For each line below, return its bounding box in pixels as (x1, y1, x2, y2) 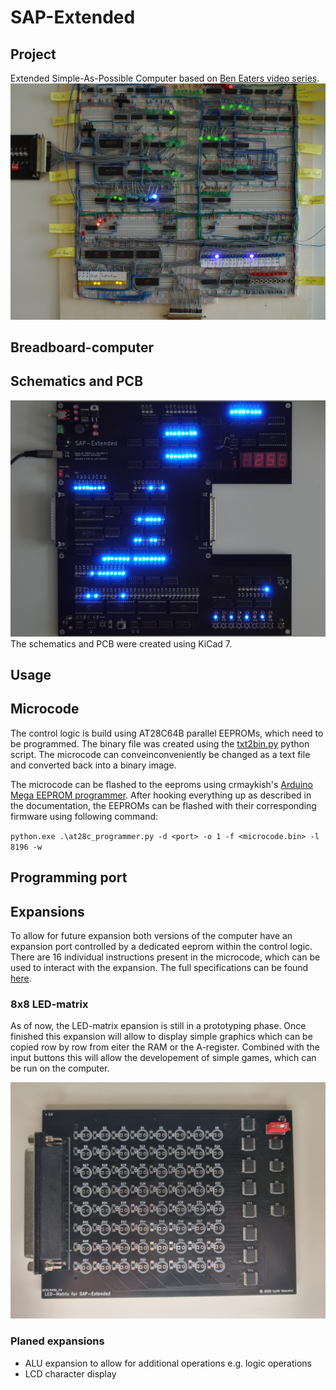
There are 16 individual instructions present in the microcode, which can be (10, 951, 321, 963)
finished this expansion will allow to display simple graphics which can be (10, 1031, 313, 1043)
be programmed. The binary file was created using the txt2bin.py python (10, 737, 310, 750)
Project (10, 46, 57, 63)
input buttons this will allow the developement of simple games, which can (10, 1052, 317, 1064)
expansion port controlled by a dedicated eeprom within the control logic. (10, 941, 313, 953)
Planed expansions (10, 1334, 105, 1348)
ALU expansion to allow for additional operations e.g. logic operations (24, 1357, 312, 1369)
